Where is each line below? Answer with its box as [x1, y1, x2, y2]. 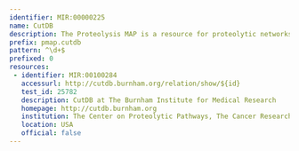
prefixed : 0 [9, 54, 53, 63]
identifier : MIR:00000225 [9, 12, 105, 22]
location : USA [20, 121, 74, 130]
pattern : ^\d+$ [9, 46, 66, 55]
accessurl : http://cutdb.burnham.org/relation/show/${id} [20, 79, 241, 88]
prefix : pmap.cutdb [9, 37, 82, 47]
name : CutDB [9, 21, 53, 30]
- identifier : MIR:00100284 [12, 71, 117, 80]
